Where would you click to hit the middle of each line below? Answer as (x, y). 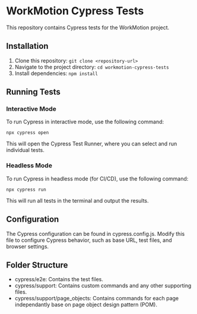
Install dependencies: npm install (56, 73)
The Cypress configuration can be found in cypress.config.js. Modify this (96, 234)
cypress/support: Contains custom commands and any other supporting (103, 286)
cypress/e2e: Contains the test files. (59, 279)
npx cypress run (26, 189)
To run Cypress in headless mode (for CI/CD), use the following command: (97, 178)
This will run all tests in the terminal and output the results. (78, 200)
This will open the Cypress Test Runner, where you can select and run (92, 144)
